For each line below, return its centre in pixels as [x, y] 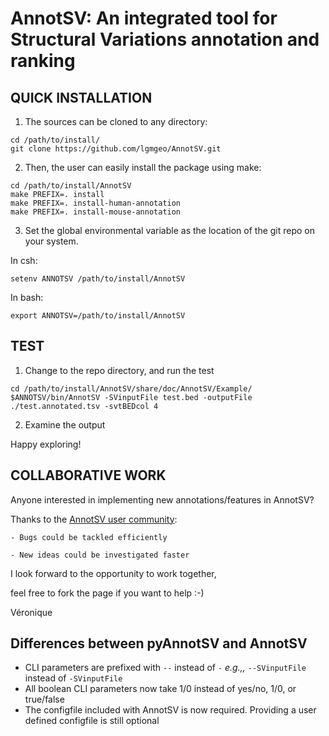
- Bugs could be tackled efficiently [89, 537]
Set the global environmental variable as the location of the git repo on [170, 230]
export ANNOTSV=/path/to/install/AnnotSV [98, 316]
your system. [51, 241]
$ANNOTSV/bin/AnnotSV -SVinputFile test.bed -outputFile [131, 397]
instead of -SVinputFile [73, 678]
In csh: [24, 260]
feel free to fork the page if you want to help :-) [107, 593]
